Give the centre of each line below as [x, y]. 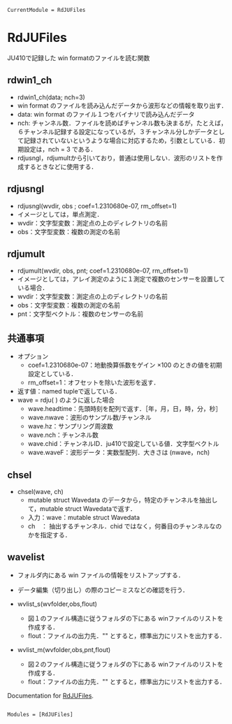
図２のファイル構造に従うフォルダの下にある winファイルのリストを [125, 664]
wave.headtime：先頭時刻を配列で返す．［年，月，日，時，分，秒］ [125, 409]
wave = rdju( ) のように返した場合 [66, 400]
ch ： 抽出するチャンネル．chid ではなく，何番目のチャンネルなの [125, 526]
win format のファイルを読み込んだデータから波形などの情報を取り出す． [122, 106]
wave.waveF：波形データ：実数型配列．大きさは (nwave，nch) [119, 453]
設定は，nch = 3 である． [60, 149]
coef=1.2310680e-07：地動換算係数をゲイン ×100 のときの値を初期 [125, 365]
